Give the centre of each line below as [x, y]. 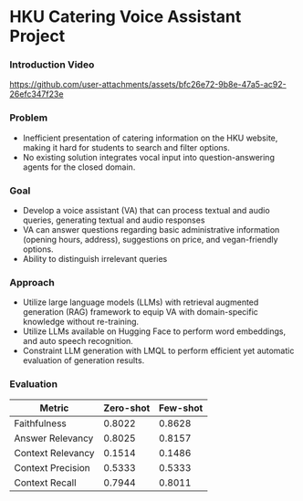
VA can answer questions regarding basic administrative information [151, 230]
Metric [54, 408]
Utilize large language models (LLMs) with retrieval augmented [141, 302]
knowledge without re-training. [81, 322]
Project [37, 36]
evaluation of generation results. [84, 360]
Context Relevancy [54, 453]
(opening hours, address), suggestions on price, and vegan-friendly [150, 240]
